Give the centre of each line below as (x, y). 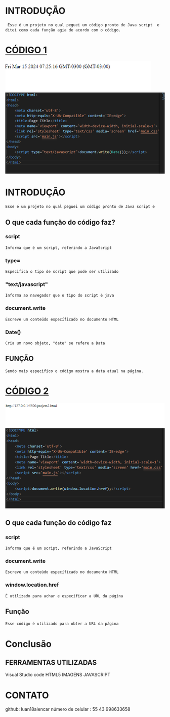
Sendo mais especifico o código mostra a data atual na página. (74, 371)
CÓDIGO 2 (27, 391)
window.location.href (32, 585)
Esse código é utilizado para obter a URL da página (62, 624)
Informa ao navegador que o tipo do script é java (60, 296)
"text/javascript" (27, 284)
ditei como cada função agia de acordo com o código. (63, 30)
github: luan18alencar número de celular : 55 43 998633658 (68, 709)
